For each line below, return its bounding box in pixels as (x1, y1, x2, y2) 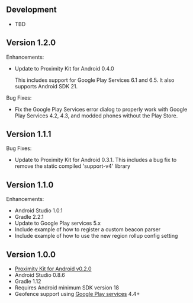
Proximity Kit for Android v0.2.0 (14, 265, 92, 272)
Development (6, 5, 57, 15)
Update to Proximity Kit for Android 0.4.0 (14, 65, 114, 72)
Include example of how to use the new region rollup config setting (14, 232, 178, 240)
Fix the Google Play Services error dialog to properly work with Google (14, 106, 188, 113)
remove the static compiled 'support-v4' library (14, 162, 131, 170)
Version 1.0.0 (6, 249, 56, 260)
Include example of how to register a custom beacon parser (14, 226, 161, 233)
